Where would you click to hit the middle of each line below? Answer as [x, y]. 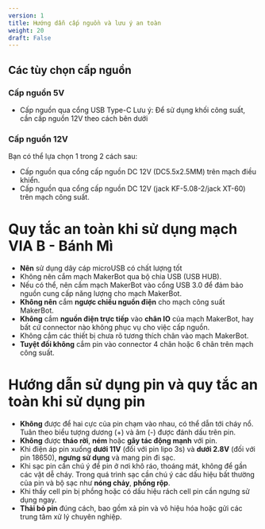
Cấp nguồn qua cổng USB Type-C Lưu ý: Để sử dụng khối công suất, [132, 110]
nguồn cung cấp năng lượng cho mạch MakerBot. [101, 294]
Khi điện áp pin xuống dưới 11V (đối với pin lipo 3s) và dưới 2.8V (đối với [137, 449]
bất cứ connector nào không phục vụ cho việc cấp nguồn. [115, 328]
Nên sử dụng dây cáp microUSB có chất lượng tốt [101, 268]
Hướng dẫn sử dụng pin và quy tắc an [133, 385]
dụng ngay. [38, 500]
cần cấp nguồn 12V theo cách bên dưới [84, 118]
